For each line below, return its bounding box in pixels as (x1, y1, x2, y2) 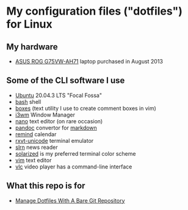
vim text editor (15, 156, 52, 164)
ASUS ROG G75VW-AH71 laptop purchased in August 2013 (15, 58, 164, 65)
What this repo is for (6, 181, 85, 191)
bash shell (15, 98, 42, 105)
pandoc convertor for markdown (15, 124, 98, 131)
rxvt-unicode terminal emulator (15, 137, 94, 144)
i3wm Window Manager (15, 111, 75, 118)
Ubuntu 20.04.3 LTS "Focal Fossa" (15, 92, 103, 99)
